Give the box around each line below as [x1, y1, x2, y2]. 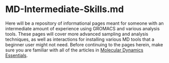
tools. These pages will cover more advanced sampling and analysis [5, 31, 149, 37]
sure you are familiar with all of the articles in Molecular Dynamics [5, 47, 144, 53]
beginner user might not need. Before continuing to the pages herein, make [5, 41, 163, 47]
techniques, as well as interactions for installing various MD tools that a [5, 36, 154, 42]
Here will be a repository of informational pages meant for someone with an [5, 20, 164, 26]
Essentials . [5, 52, 28, 58]
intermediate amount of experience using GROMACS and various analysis [5, 25, 160, 31]
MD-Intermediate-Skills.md [5, 4, 124, 15]
